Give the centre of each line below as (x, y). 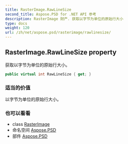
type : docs (16, 23)
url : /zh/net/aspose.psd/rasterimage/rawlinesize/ (58, 32)
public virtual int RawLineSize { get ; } (48, 74)
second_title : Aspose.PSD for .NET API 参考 (51, 14)
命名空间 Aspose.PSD (34, 130)
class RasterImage (31, 124)
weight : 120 (17, 28)
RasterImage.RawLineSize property (61, 52)
